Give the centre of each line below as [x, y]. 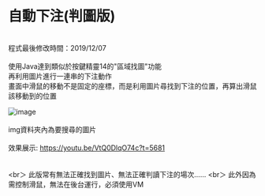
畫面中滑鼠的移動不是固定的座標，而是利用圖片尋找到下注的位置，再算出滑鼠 [132, 86]
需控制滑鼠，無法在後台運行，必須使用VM [76, 184]
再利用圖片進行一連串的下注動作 [60, 76]
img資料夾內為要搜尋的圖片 [52, 129]
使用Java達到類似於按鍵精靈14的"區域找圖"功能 [85, 66]
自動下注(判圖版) [62, 16]
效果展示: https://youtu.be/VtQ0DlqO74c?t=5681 [87, 148]
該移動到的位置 [32, 96]
